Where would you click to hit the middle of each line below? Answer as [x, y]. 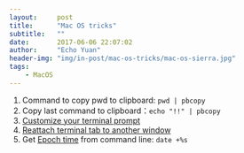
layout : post [41, 17]
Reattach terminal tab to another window [96, 130]
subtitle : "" [37, 34]
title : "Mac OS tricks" [63, 26]
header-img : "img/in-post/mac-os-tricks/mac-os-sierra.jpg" [123, 58]
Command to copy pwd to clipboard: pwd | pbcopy [114, 100]
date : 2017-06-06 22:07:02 [71, 42]
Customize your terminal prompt [81, 120]
